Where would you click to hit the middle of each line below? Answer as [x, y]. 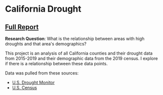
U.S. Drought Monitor [33, 82]
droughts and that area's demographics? [46, 44]
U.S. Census [25, 88]
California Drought [43, 9]
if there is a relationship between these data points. [56, 64]
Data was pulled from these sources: [42, 73]
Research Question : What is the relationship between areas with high [75, 38]
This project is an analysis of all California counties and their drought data [79, 53]
